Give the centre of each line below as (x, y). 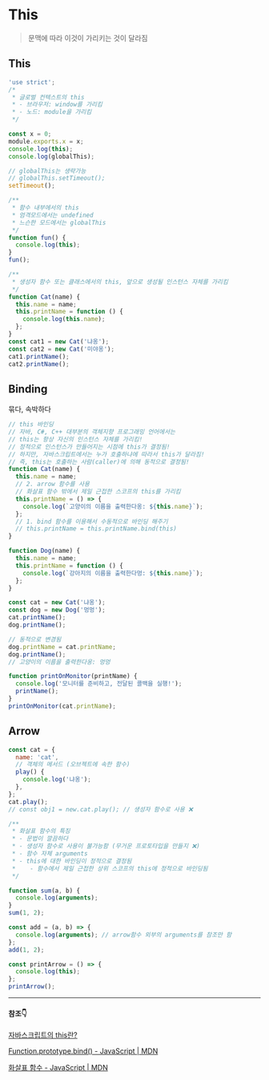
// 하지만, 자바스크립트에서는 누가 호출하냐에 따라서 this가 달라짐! (106, 454)
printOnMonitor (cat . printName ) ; (62, 706)
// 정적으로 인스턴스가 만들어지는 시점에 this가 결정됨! (89, 447)
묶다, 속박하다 (30, 409)
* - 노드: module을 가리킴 (52, 112)
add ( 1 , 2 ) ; (26, 950)
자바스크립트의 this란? (43, 1035)
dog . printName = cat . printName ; (62, 647)
